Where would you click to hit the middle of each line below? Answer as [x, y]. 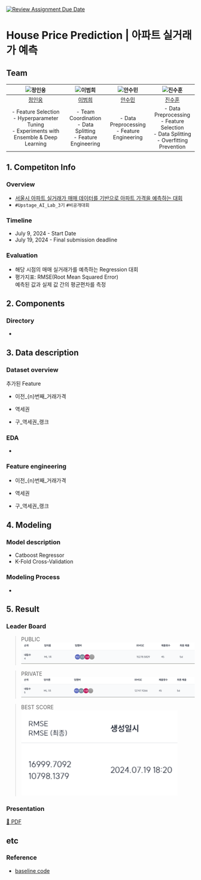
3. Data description [42, 352]
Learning [36, 144]
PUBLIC [31, 639]
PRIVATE [32, 673]
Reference [22, 858]
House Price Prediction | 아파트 [83, 35]
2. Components [36, 304]
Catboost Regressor [39, 555]
